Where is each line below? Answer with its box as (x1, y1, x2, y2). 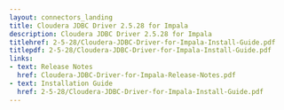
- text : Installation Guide (9, 79, 114, 88)
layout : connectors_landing (9, 12, 114, 22)
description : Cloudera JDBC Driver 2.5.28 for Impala (9, 29, 213, 38)
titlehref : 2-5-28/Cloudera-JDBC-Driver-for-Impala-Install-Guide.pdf (9, 37, 276, 47)
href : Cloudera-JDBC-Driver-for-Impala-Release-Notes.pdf (17, 71, 237, 80)
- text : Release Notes (9, 63, 93, 72)
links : (9, 54, 34, 63)
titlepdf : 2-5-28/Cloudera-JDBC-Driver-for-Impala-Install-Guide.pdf (9, 46, 272, 55)
